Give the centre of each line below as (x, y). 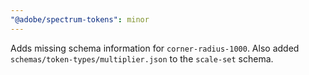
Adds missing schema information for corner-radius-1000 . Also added (155, 48)
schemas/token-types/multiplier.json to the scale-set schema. (142, 58)
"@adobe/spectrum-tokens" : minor (80, 19)
